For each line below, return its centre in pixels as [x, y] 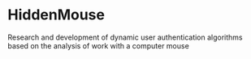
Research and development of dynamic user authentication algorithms [125, 37]
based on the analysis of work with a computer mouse [99, 45]
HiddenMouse [56, 15]
